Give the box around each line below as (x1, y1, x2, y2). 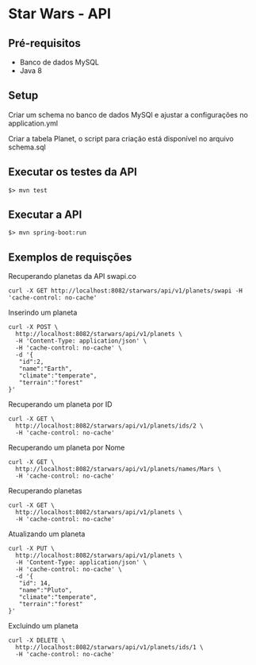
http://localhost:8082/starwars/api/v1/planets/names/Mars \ (15, 466, 222, 474)
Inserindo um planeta (8, 307, 78, 318)
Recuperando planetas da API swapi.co (8, 272, 137, 281)
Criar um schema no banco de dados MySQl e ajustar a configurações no (8, 110, 248, 119)
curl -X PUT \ (8, 545, 55, 553)
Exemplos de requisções (8, 250, 132, 264)
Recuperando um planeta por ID (8, 400, 113, 409)
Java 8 (19, 66, 42, 75)
